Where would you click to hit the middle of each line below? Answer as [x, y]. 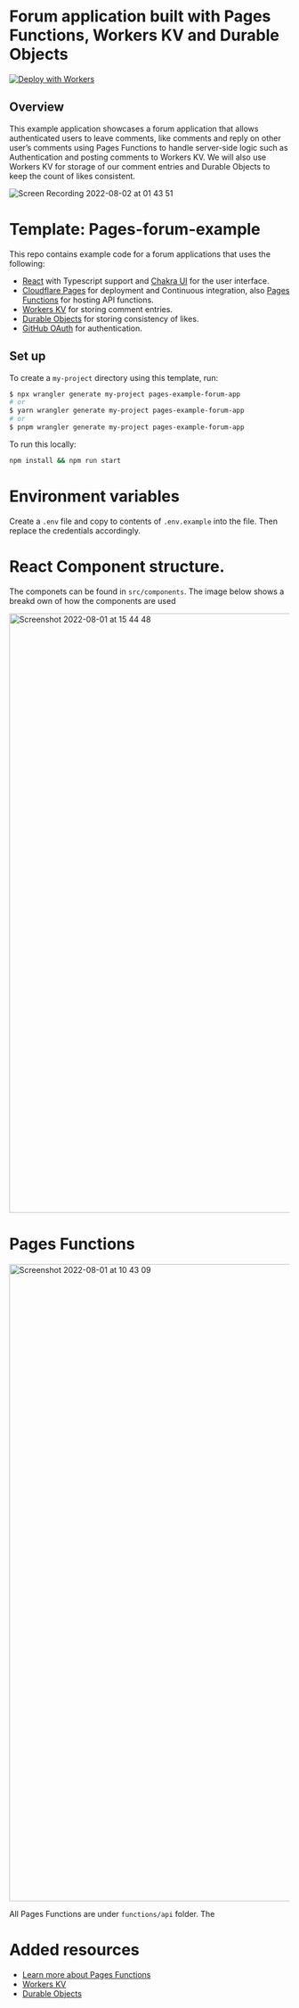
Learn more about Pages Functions [86, 1974]
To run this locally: [43, 444]
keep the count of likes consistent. [73, 176]
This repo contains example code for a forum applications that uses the [140, 254]
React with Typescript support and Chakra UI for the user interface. [145, 281]
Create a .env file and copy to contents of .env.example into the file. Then [144, 521]
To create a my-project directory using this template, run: [114, 377]
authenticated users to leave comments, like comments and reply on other [145, 138]
